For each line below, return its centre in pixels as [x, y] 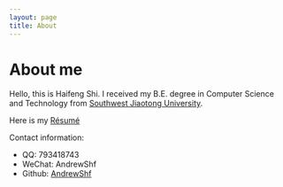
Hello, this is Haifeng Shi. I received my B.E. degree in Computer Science [141, 94]
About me [46, 70]
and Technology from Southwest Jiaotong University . [106, 104]
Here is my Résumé [45, 121]
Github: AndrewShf [57, 174]
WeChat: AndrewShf [59, 164]
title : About [33, 26]
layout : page [33, 17]
